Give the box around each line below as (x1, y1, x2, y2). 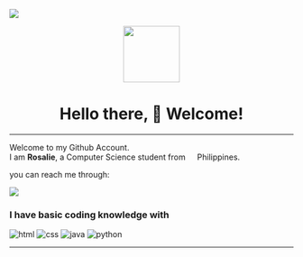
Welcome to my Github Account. (9, 142, 130, 152)
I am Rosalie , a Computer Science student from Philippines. (9, 151, 241, 162)
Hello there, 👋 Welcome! (60, 104, 243, 124)
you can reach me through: (9, 169, 110, 179)
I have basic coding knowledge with (9, 208, 170, 221)
